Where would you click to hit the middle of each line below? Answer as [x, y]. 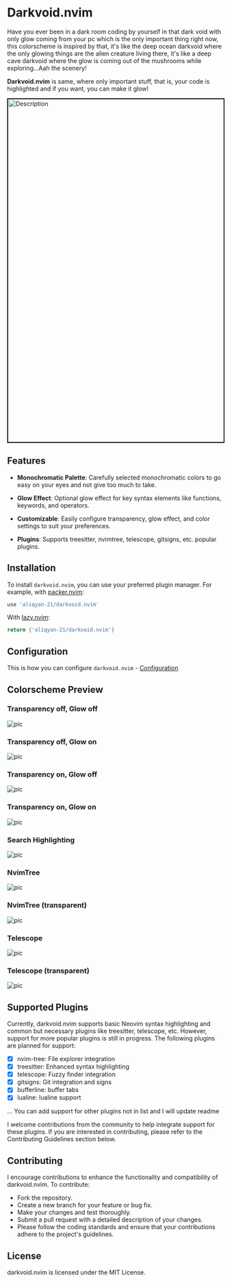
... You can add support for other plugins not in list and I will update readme [113, 1111]
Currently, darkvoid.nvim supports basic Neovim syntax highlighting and [109, 1024]
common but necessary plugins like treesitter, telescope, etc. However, [107, 1031]
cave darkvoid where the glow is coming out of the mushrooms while [104, 60]
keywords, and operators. [53, 505]
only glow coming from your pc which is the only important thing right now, [113, 38]
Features [26, 461]
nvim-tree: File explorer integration [66, 1059]
